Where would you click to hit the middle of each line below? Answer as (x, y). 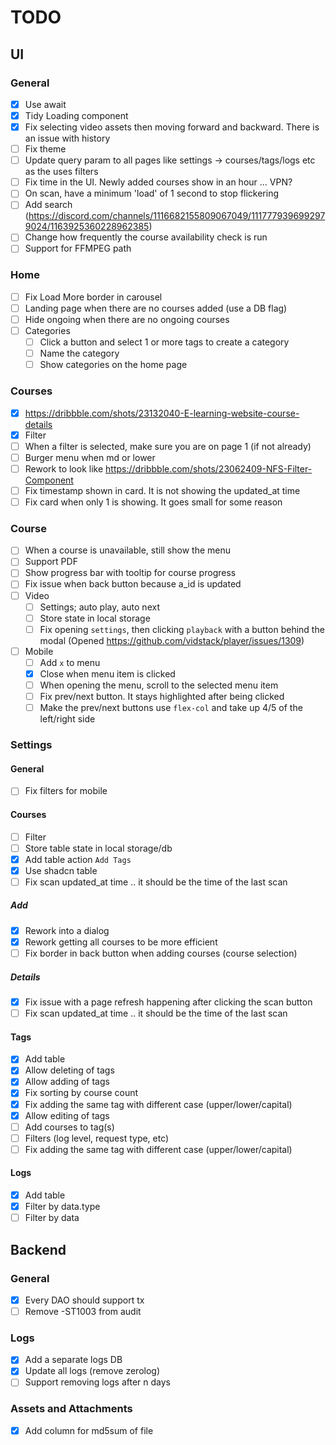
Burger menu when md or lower (90, 457)
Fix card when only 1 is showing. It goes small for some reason (153, 502)
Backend (38, 1249)
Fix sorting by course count (81, 1093)
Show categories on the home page (113, 365)
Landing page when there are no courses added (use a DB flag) (156, 308)
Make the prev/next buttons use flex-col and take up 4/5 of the (171, 708)
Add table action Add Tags (78, 859)
